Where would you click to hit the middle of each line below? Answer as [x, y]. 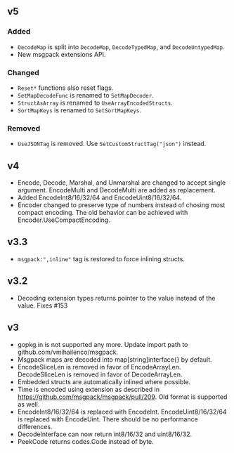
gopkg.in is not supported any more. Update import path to [103, 344]
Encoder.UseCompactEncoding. [64, 220]
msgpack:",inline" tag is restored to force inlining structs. [101, 258]
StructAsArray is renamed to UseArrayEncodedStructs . [95, 103]
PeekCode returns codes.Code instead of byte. [86, 441]
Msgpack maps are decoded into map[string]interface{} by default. [115, 359]
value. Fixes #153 [43, 306]
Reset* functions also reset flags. [65, 88]
